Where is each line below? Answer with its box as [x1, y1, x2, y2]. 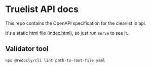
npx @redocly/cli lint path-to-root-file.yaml [5, 58, 105, 63]
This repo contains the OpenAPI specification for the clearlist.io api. [5, 20, 146, 26]
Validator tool [5, 44, 49, 53]
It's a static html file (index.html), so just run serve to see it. [5, 30, 128, 36]
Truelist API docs [5, 4, 79, 15]
